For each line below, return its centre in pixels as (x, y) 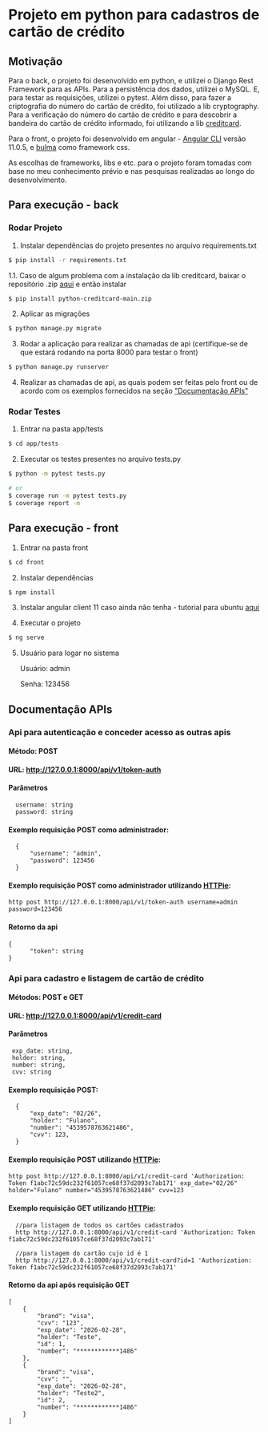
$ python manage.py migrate (55, 329)
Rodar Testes (35, 412)
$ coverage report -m (44, 503)
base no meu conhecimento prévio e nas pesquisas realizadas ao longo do (132, 171)
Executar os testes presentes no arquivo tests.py (100, 459)
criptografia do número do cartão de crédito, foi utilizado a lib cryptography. (134, 106)
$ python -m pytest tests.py (57, 474)
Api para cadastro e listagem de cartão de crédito (106, 978)
